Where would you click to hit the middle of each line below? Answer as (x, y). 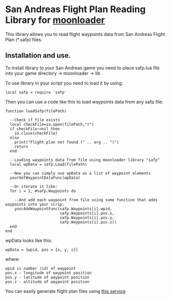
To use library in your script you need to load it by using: (64, 83)
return (21, 146)
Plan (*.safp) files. (24, 40)
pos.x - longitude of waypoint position (49, 273)
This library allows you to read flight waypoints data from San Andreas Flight (85, 34)
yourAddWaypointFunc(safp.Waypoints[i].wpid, (63, 209)
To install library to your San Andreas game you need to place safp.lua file (82, 68)
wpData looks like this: (29, 240)
